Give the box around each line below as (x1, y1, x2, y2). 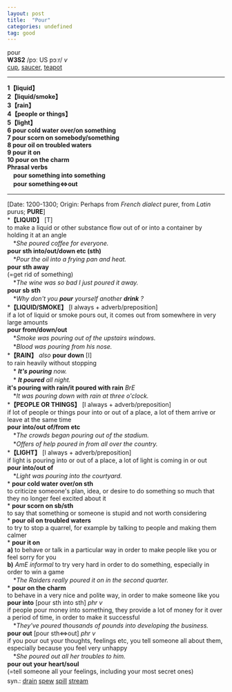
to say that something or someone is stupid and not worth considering (7, 509, 207, 518)
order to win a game (7, 568, 64, 576)
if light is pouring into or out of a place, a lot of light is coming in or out (7, 456, 207, 464)
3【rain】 (7, 101, 35, 109)
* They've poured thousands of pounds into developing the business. (12, 621, 209, 630)
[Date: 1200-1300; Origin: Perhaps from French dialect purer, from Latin (7, 200, 211, 208)
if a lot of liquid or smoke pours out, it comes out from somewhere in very (7, 311, 216, 319)
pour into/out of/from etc (7, 423, 81, 431)
